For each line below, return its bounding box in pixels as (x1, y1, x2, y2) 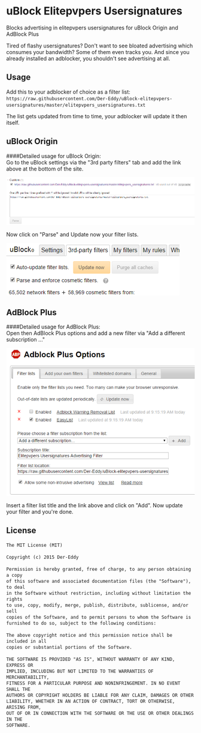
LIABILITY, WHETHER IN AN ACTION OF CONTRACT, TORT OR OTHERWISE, (6, 698, 175, 704)
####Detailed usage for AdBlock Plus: (6, 323, 100, 330)
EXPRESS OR (6, 662, 33, 668)
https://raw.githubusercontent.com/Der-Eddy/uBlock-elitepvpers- (6, 95, 172, 101)
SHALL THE (6, 686, 31, 692)
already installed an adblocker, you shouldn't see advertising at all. (6, 55, 170, 62)
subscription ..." (6, 336, 45, 343)
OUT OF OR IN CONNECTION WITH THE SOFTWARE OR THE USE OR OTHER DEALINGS (6, 710, 194, 716)
